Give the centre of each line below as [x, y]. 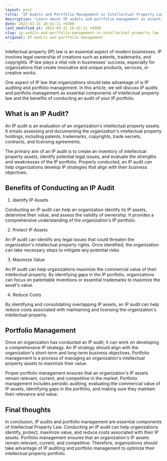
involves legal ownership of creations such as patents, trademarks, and [78, 57]
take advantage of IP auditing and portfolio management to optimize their [80, 448]
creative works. [21, 73]
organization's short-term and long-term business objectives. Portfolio [77, 353]
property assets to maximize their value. [46, 364]
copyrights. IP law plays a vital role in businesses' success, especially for [80, 62]
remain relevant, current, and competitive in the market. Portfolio [71, 379]
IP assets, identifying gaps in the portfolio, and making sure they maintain [80, 389]
